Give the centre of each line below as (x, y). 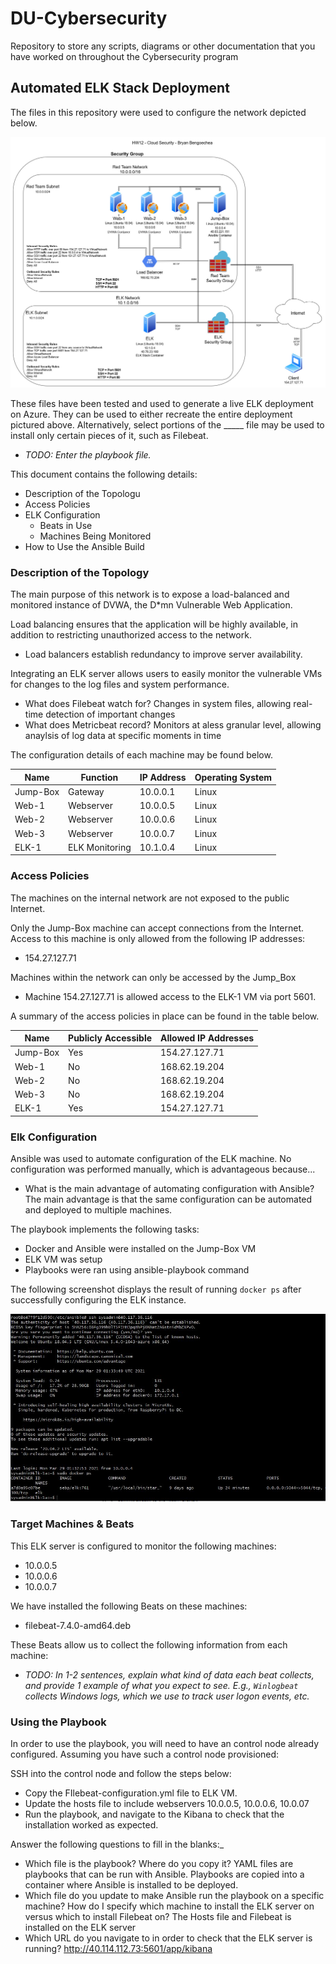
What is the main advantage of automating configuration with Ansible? (169, 1189)
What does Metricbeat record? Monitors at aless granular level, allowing (173, 725)
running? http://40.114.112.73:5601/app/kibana (118, 1949)
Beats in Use (66, 525)
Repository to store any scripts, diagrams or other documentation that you (163, 46)
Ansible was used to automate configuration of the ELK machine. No (151, 1159)
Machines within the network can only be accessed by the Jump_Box (153, 977)
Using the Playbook (58, 1722)
